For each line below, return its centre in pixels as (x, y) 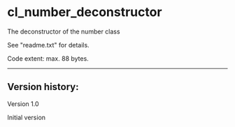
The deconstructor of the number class (64, 31)
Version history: (43, 87)
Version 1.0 (23, 104)
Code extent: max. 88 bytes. (48, 58)
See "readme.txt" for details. (48, 45)
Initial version (27, 117)
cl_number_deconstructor (85, 12)
